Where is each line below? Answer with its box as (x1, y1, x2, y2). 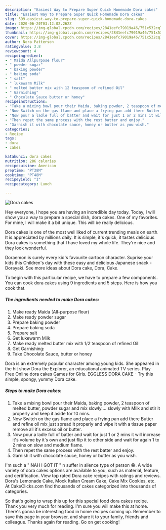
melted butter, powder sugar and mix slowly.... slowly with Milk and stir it (12, 405, 161, 411)
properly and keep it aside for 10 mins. (12, 410, 90, 416)
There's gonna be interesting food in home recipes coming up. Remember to (5, 508, 161, 514)
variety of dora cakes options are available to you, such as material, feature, (5, 467, 160, 473)
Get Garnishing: (12, 346, 44, 352)
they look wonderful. (5, 245, 47, 251)
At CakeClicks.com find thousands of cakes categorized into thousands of (5, 483, 157, 489)
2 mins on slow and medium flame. (12, 442, 83, 448)
